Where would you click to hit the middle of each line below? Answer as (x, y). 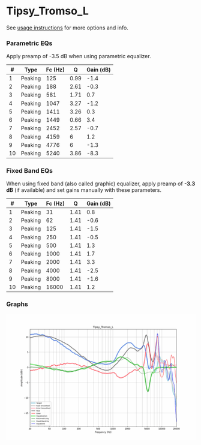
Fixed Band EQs (29, 170)
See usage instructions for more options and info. (67, 28)
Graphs (17, 304)
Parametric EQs (29, 43)
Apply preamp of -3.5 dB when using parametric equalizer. (79, 56)
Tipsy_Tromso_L (47, 11)
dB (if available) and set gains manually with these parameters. (84, 190)
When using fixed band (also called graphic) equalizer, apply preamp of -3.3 (101, 184)
